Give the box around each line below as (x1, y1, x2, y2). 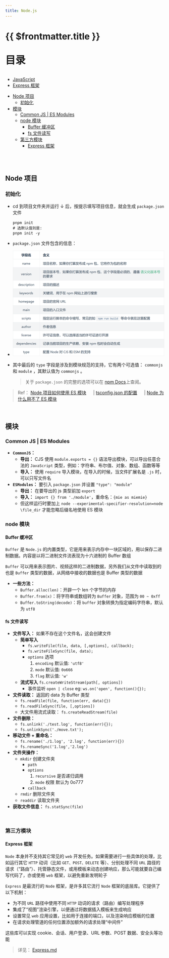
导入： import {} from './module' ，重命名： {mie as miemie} (20, 494, 147, 500)
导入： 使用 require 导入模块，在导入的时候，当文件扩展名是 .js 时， (20, 469, 164, 475)
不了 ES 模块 (31, 396, 57, 402)
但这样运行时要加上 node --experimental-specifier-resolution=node (20, 500, 163, 506)
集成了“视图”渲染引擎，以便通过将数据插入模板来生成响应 (12, 906, 132, 912)
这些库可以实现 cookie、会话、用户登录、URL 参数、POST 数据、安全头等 (5, 930, 158, 936)
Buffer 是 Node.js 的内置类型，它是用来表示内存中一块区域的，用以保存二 (5, 546, 158, 552)
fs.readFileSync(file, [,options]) (20, 704, 95, 709)
